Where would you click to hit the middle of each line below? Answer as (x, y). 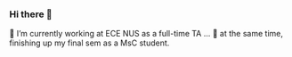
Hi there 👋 (31, 14)
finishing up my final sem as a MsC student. (89, 43)
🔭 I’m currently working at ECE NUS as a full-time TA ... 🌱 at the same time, (146, 34)
